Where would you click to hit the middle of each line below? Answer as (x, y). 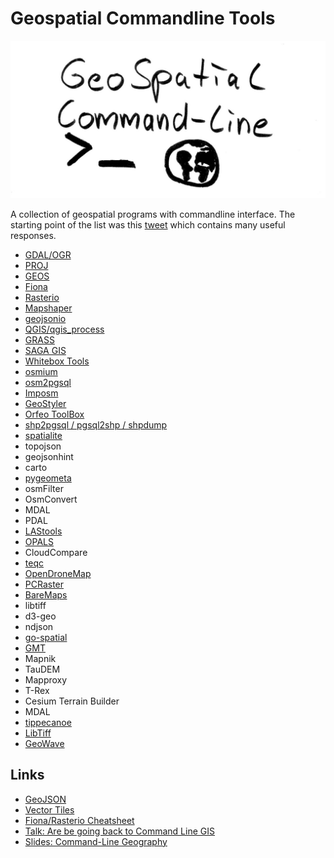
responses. (33, 235)
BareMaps (46, 594)
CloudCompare (56, 552)
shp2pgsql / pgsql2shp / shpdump (96, 424)
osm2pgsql (48, 382)
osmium (41, 371)
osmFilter (44, 488)
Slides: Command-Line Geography (96, 841)
